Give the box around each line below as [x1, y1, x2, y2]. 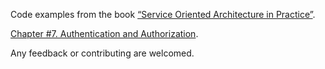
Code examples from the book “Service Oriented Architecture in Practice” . [10, 9, 316, 20]
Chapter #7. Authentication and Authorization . [10, 28, 199, 39]
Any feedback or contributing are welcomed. [10, 47, 195, 59]
